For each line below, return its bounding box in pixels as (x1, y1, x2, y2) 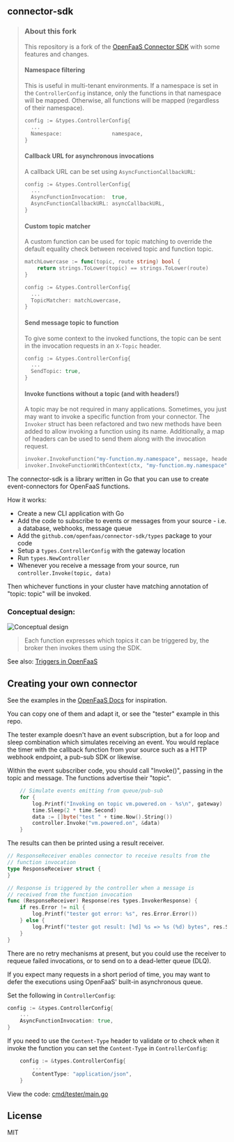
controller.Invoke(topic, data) (17, 569, 111, 577)
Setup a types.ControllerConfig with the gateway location (17, 546, 186, 555)
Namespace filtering (24, 66, 86, 74)
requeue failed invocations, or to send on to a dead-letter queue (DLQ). (7, 956, 211, 965)
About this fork (24, 27, 77, 36)
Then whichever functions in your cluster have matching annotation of (7, 582, 209, 590)
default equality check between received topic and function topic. (24, 244, 214, 254)
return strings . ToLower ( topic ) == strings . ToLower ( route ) (37, 265, 209, 272)
